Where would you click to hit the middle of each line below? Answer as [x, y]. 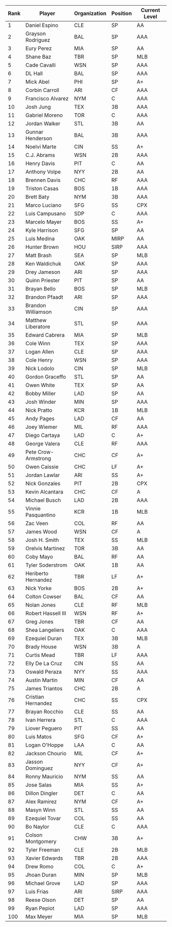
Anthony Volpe [43, 172]
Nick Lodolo [40, 368]
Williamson [39, 312]
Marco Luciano [43, 205]
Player [47, 13]
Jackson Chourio [46, 753]
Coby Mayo [39, 557]
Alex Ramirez [41, 802]
